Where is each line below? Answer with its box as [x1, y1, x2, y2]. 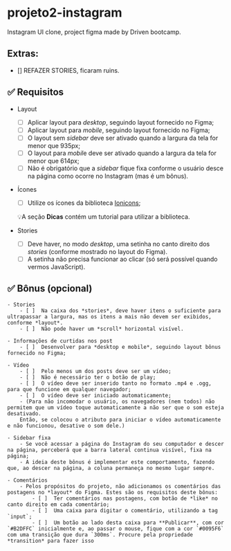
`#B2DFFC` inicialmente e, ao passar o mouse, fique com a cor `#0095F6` [7, 525, 225, 532]
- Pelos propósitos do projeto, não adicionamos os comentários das [19, 482, 221, 489]
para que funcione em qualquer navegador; [7, 386, 131, 392]
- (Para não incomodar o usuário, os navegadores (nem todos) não [19, 398, 215, 405]
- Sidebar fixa [7, 434, 51, 441]
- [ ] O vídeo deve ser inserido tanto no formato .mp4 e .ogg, [19, 379, 212, 387]
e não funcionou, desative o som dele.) [7, 422, 126, 429]
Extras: [7, 48, 39, 60]
